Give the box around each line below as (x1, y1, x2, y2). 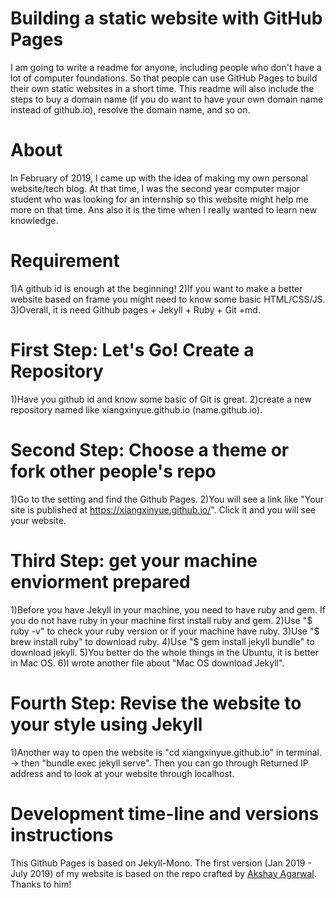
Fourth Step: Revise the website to (10, 692, 302, 714)
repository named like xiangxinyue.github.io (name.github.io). (10, 403, 263, 416)
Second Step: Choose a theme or (10, 438, 290, 461)
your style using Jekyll (10, 713, 203, 736)
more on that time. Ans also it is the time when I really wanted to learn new (10, 203, 318, 216)
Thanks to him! (10, 878, 72, 890)
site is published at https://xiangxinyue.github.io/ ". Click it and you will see (10, 503, 317, 516)
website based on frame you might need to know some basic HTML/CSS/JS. (10, 293, 326, 305)
